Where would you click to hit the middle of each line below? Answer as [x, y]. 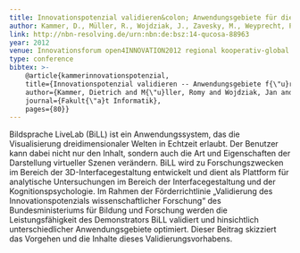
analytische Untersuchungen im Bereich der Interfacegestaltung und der [143, 182]
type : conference [42, 59]
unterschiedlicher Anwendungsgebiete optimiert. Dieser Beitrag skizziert [143, 230]
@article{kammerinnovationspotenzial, [97, 76]
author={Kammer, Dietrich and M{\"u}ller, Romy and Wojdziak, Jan [151, 92]
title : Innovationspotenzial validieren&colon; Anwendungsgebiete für [143, 17]
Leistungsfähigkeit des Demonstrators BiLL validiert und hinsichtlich [134, 220]
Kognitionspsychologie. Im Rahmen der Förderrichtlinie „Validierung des [141, 191]
